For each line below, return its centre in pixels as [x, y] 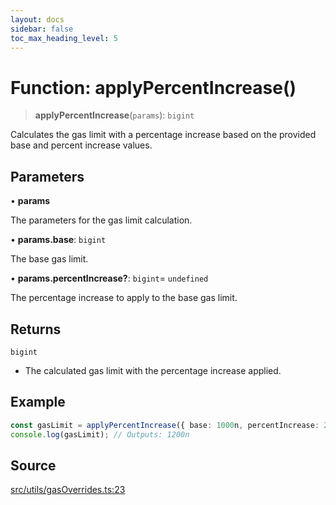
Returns [36, 329]
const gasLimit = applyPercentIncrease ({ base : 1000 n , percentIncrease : [165, 425]
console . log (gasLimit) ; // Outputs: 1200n [100, 434]
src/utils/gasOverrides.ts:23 [68, 490]
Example [38, 402]
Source [33, 465]
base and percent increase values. [81, 145]
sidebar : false [42, 29]
